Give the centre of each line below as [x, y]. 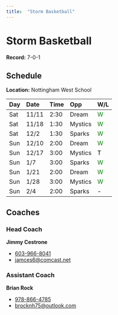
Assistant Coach [30, 275]
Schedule [24, 75]
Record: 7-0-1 [23, 57]
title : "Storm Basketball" [41, 12]
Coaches [23, 212]
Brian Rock [20, 288]
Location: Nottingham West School [49, 90]
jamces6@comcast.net [42, 260]
